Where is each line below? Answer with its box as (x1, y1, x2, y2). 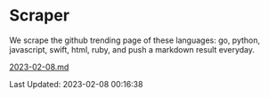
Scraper (9, 5, 69, 26)
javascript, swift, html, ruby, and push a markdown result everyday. (9, 44, 256, 54)
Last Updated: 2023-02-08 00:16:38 (9, 78, 143, 89)
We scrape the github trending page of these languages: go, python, (9, 35, 261, 45)
